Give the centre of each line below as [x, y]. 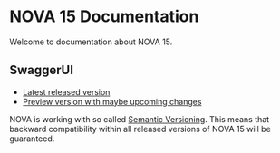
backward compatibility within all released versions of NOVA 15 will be [140, 129]
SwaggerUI [42, 70]
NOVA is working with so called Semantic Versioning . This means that [140, 119]
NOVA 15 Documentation [104, 17]
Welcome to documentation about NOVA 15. [91, 42]
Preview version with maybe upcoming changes [112, 101]
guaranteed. [32, 139]
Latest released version [66, 91]
